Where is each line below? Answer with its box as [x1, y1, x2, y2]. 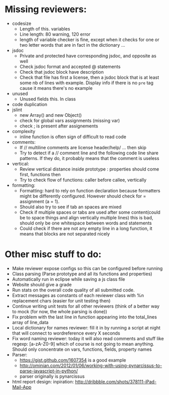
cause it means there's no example [19, 85, 93, 91]
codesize [12, 20, 31, 26]
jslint [12, 107, 22, 113]
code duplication [12, 101, 48, 107]
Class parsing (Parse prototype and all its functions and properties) [12, 271, 152, 277]
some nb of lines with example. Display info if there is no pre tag [19, 80, 154, 86]
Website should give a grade [12, 281, 72, 287]
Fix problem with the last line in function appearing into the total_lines [12, 314, 157, 320]
